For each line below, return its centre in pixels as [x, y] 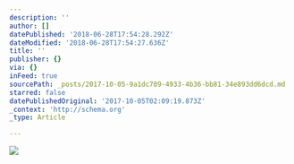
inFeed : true [34, 76]
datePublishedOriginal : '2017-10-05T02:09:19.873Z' [107, 101]
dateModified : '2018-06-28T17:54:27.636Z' [89, 43]
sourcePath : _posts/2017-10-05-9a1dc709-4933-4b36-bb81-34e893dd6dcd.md [147, 84]
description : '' [39, 17]
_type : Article [38, 117]
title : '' [28, 51]
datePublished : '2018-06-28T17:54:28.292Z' [92, 34]
